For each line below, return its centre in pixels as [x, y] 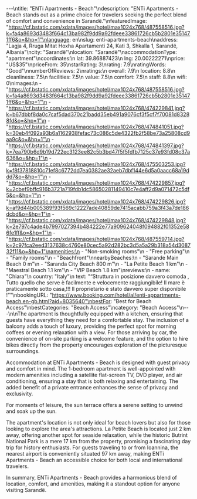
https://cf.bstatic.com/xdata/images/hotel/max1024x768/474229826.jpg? [97, 201]
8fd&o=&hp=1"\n [26, 120]
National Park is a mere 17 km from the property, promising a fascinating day [98, 441]
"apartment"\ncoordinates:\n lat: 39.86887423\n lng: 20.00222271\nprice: [96, 58]
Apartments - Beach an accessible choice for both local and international [94, 460]
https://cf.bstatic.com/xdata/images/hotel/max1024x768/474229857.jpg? [97, 183]
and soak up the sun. [31, 411]
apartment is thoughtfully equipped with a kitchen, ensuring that [106, 314]
